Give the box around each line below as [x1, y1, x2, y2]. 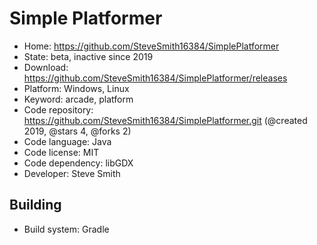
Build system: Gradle [23, 223, 110, 235]
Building [9, 197, 62, 214]
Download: [23, 61, 69, 73]
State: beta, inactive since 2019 [23, 50, 154, 62]
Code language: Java [23, 135, 112, 147]
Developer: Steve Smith [23, 167, 121, 179]
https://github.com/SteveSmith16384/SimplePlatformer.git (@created [23, 114, 308, 126]
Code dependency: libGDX [23, 157, 134, 169]
